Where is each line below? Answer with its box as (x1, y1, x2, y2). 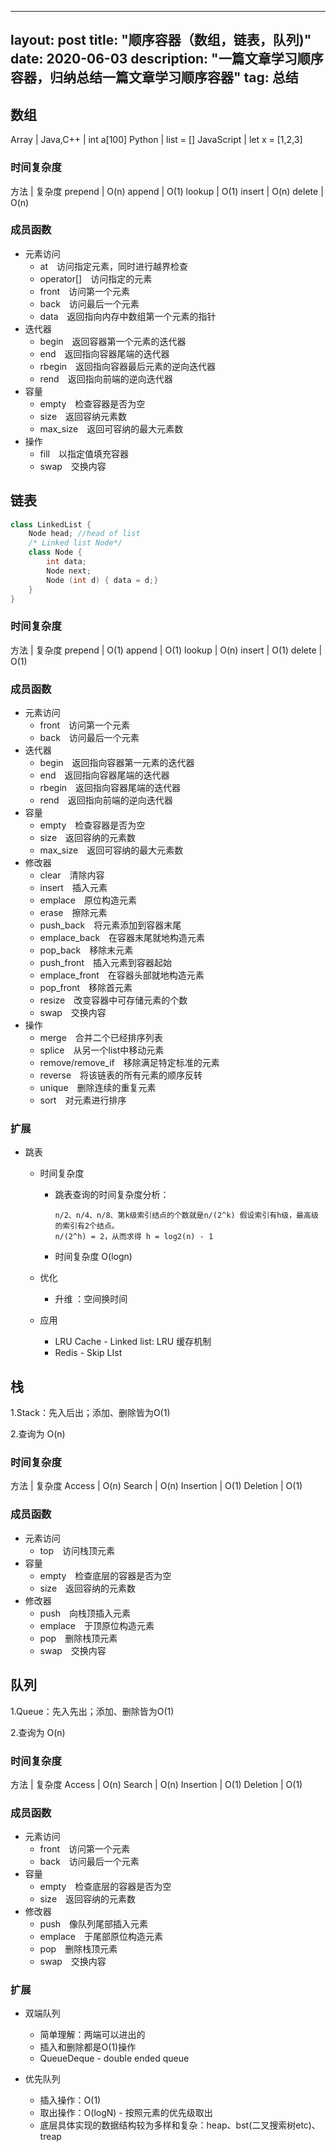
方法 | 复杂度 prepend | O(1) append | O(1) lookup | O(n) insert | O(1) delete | (10, 644, 323, 656)
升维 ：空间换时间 (54, 1293, 128, 1305)
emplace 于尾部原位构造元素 (39, 1931, 164, 1943)
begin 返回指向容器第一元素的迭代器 (39, 757, 195, 769)
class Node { (28, 547, 83, 558)
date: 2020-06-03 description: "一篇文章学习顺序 (10, 51, 324, 68)
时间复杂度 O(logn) (54, 1251, 133, 1263)
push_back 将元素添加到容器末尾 (39, 919, 182, 931)
